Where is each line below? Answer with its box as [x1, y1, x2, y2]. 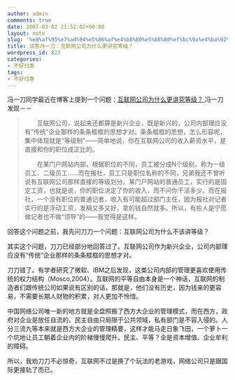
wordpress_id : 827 [7, 50, 61, 57]
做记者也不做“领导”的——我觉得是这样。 [24, 213, 141, 221]
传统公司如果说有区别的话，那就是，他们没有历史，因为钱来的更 [31, 283, 215, 292]
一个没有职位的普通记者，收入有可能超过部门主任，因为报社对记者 [36, 195, 227, 204]
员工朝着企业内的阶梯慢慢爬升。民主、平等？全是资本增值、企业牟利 [31, 333, 228, 342]
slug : [7, 36, 23, 43]
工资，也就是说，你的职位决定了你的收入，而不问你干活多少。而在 [30, 186, 221, 195]
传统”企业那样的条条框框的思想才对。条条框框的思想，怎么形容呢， [33, 127, 227, 136]
